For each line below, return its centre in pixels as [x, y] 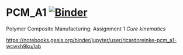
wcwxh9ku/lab [24, 46]
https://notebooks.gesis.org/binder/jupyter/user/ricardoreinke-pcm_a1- [91, 40]
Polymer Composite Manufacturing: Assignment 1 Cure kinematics [86, 29]
